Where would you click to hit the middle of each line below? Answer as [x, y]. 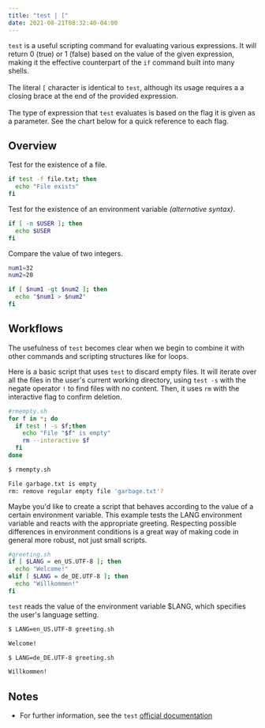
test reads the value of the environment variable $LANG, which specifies [127, 606]
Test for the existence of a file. [58, 165]
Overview [33, 146]
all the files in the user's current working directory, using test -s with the [127, 379]
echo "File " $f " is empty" [67, 433]
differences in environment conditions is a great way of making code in [123, 531]
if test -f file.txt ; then [52, 179]
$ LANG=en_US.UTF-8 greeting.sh [61, 629]
